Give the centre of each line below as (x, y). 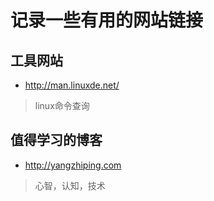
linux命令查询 (62, 105)
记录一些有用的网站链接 (107, 20)
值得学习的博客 (56, 140)
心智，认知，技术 (70, 185)
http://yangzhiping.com (73, 165)
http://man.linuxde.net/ (72, 85)
